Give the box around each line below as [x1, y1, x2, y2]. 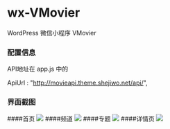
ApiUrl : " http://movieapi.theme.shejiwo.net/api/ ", [7, 78, 148, 87]
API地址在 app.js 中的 [7, 64, 69, 74]
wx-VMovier [7, 5, 80, 21]
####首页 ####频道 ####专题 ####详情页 [7, 114, 155, 123]
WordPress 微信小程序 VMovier [7, 28, 97, 37]
